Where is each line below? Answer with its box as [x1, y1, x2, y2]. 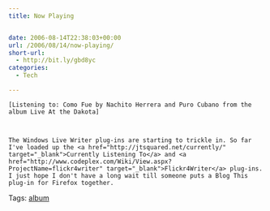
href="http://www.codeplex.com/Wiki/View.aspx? [8, 157, 173, 166]
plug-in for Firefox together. [8, 179, 114, 187]
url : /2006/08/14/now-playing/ [8, 41, 114, 50]
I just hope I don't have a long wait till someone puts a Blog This [8, 171, 249, 179]
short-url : [8, 49, 45, 57]
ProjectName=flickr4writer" [8, 164, 104, 173]
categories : [8, 64, 49, 72]
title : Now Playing [8, 11, 75, 20]
